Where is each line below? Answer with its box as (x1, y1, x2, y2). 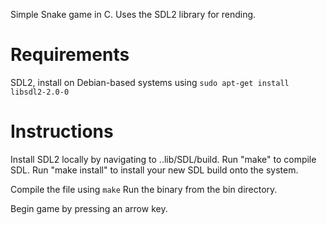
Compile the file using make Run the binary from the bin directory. (10, 183, 278, 195)
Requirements (10, 44, 130, 66)
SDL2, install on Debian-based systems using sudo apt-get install (10, 76, 290, 88)
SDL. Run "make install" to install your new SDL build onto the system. (10, 164, 299, 176)
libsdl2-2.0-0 (10, 87, 70, 97)
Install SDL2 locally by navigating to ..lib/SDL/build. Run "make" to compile (10, 153, 317, 165)
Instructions (10, 120, 114, 143)
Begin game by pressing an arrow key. (10, 202, 168, 214)
